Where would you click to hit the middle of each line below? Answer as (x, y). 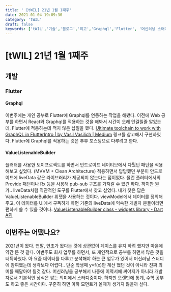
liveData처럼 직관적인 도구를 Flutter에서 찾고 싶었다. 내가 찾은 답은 (79, 190)
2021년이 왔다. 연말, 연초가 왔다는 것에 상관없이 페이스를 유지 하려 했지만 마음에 (84, 246)
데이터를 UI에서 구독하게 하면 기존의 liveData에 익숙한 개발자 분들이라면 (92, 203)
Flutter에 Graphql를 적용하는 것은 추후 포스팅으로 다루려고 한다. (75, 140)
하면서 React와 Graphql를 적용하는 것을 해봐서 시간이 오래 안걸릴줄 (81, 121)
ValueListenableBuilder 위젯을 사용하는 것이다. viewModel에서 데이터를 (77, 197)
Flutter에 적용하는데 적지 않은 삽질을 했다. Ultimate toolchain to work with (87, 128)
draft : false (19, 24)
